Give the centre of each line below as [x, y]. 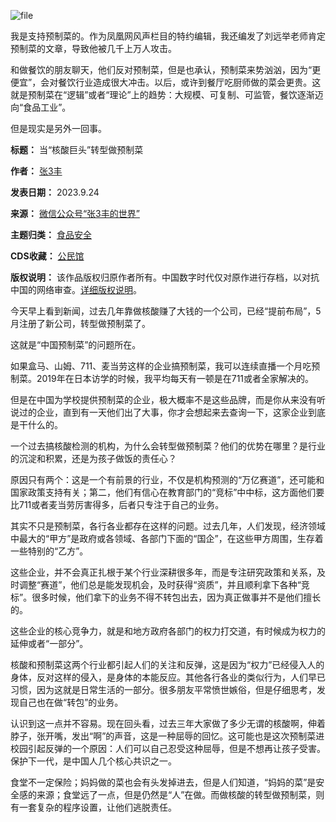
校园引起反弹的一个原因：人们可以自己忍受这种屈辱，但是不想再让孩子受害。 [168, 748]
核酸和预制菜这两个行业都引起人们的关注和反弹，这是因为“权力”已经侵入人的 [167, 664]
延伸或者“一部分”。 [49, 643]
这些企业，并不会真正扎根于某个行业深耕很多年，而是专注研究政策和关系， [163, 572]
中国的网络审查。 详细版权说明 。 [76, 289]
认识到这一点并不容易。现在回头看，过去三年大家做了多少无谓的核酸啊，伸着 [168, 723]
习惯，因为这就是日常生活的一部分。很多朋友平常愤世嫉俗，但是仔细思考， [163, 689]
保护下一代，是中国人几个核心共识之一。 [93, 761]
